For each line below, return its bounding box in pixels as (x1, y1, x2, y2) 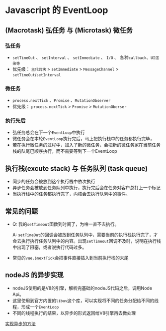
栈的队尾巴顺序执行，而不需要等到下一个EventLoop (12, 148, 118, 154)
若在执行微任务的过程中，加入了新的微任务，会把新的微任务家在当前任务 (12, 142, 161, 148)
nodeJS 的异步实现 (5, 271, 64, 280)
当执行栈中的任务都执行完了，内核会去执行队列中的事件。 (12, 191, 130, 197)
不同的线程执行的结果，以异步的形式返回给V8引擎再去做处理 (12, 310, 136, 316)
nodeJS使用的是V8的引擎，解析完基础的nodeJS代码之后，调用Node (12, 285, 153, 291)
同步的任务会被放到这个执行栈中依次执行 (12, 178, 95, 185)
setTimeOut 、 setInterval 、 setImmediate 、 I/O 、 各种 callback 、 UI (12, 54, 156, 60)
